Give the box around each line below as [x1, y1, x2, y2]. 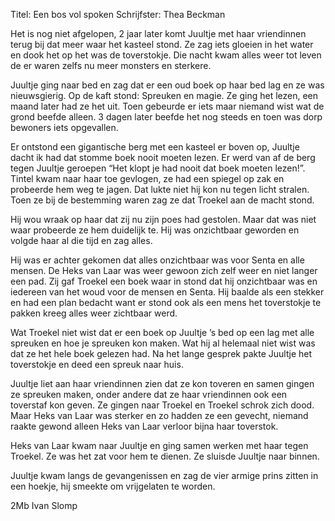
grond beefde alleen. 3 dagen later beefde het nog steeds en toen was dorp [10, 111, 323, 123]
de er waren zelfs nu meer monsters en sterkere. [10, 60, 212, 71]
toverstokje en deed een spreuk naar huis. [10, 359, 184, 370]
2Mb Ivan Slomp [10, 500, 78, 511]
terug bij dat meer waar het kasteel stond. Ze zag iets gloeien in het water [10, 39, 314, 50]
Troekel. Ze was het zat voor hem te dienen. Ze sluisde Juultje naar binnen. [10, 450, 320, 462]
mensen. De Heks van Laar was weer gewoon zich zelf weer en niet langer [10, 265, 318, 276]
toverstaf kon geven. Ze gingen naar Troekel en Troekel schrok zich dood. [10, 399, 315, 411]
